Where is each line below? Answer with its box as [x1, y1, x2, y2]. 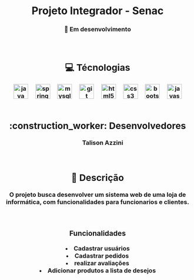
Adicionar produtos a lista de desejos [48, 266, 156, 275]
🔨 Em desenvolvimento [64, 25, 131, 34]
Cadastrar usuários [73, 245, 130, 253]
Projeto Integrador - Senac [31, 4, 164, 18]
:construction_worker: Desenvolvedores [9, 120, 186, 132]
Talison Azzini [82, 139, 123, 147]
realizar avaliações [74, 259, 129, 268]
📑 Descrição [71, 172, 124, 184]
